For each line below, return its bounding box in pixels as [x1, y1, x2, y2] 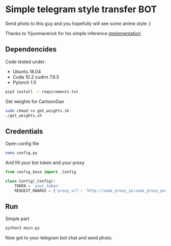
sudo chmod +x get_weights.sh [5, 108, 70, 113]
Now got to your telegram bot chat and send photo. [5, 235, 113, 241]
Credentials [5, 127, 43, 135]
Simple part [5, 215, 30, 222]
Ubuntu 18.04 [12, 68, 41, 74]
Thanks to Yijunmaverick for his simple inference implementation [5, 30, 141, 36]
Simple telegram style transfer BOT [5, 4, 157, 15]
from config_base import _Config [5, 170, 76, 175]
